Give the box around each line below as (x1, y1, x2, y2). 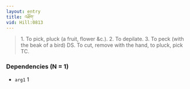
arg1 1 (14, 76, 29, 83)
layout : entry (6, 8, 41, 15)
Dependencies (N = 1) (6, 63, 69, 71)
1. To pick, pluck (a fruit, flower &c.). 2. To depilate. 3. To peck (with (20, 36, 184, 43)
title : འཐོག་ (6, 14, 34, 20)
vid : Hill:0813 (6, 19, 44, 25)
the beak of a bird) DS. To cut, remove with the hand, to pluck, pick (20, 42, 184, 49)
